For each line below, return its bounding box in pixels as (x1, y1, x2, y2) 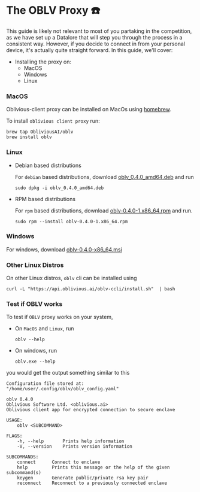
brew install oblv (6, 134, 52, 140)
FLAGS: (6, 433, 23, 439)
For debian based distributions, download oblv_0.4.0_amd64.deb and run (14, 173, 194, 180)
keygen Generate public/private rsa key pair (17, 475, 149, 481)
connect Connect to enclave (17, 459, 101, 466)
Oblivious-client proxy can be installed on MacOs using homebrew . (6, 106, 172, 113)
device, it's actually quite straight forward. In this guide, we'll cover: (6, 46, 173, 53)
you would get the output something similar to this (6, 369, 130, 376)
